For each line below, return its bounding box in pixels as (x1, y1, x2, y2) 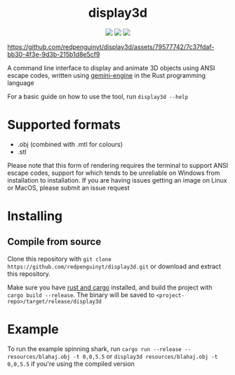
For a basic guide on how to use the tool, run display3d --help (7, 92, 189, 100)
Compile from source (7, 236, 102, 248)
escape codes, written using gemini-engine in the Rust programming (7, 71, 206, 79)
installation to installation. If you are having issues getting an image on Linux (7, 176, 227, 184)
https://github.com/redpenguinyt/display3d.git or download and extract (7, 262, 222, 270)
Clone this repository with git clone (7, 254, 112, 263)
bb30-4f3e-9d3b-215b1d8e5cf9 (7, 50, 100, 58)
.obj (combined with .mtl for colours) (17, 140, 123, 148)
